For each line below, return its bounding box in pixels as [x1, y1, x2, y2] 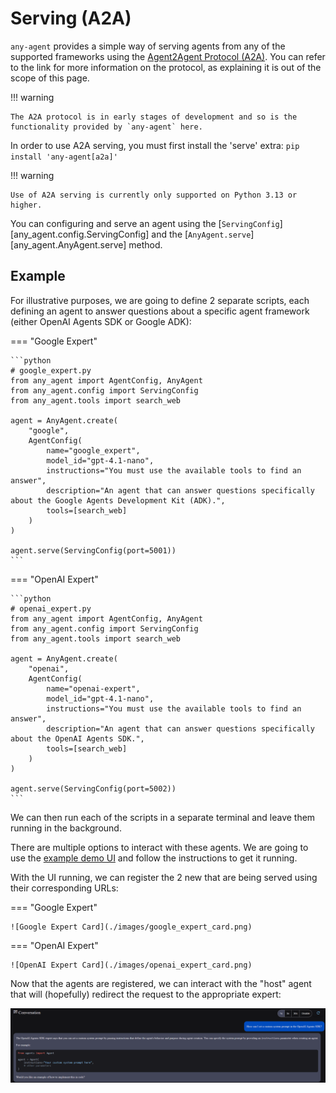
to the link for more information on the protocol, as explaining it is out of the [10, 61, 322, 73]
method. [128, 238, 163, 251]
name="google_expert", [46, 445, 141, 456]
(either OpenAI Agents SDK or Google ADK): [10, 315, 192, 327]
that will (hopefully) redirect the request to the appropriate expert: [10, 988, 282, 1000]
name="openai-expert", [46, 683, 141, 694]
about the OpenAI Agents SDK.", [10, 733, 145, 744]
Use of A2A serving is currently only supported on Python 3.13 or [10, 190, 298, 200]
